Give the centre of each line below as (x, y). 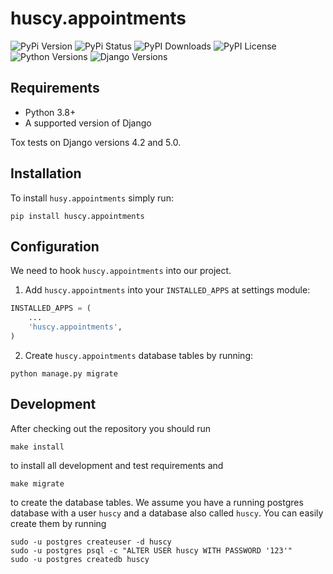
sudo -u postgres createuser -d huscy (91, 542)
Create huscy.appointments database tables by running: (139, 355)
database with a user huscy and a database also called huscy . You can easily (167, 513)
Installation (46, 173)
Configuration (55, 246)
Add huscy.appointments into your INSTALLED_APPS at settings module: (167, 290)
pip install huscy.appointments (77, 216)
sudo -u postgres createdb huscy (80, 559)
